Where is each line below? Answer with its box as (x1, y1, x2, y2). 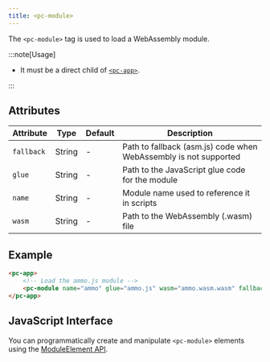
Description (167, 128, 213, 139)
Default (85, 128, 115, 139)
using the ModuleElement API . (8, 343, 108, 354)
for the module (121, 175, 178, 186)
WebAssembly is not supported (121, 151, 241, 162)
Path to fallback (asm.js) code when (121, 142, 258, 153)
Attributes (8, 104, 60, 117)
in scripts (121, 198, 157, 209)
